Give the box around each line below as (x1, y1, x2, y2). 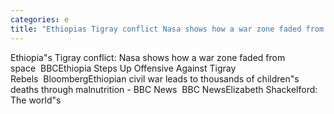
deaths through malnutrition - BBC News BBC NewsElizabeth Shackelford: (10, 83, 318, 95)
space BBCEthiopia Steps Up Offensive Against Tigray (10, 62, 237, 74)
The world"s (10, 94, 62, 106)
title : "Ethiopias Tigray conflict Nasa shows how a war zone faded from (10, 24, 325, 34)
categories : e (10, 14, 70, 25)
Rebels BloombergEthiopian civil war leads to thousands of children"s (10, 72, 300, 85)
